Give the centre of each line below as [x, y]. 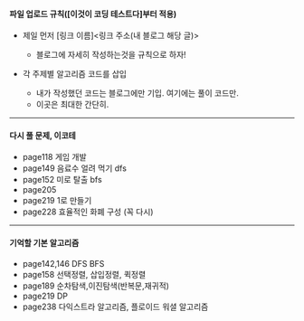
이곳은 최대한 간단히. [72, 105]
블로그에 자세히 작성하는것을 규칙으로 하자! [111, 55]
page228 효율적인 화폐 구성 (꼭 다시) [88, 212]
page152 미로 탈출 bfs [62, 180]
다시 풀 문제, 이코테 [43, 135]
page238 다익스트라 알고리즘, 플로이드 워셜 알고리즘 [115, 307]
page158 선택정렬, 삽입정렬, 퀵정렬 [84, 274]
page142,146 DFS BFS [63, 263]
